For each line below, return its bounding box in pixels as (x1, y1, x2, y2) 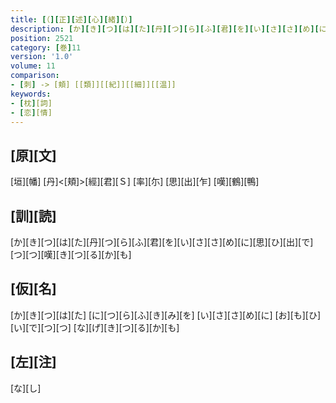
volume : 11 (10, 61, 56, 71)
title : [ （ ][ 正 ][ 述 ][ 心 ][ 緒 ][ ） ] (10, 14, 133, 25)
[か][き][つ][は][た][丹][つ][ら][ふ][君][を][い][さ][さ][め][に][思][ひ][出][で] (10, 236, 314, 248)
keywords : (10, 89, 52, 99)
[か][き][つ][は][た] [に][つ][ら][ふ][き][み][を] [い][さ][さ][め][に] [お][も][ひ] (10, 309, 322, 321)
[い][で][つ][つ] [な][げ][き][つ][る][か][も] (10, 321, 180, 333)
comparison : (10, 71, 60, 81)
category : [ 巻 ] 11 (10, 42, 82, 53)
